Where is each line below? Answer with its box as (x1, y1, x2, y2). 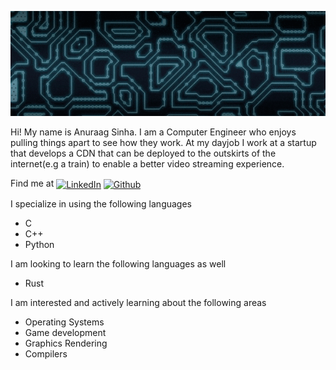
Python (24, 238, 55, 250)
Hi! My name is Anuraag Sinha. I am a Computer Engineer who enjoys (10, 126, 297, 138)
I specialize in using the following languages (10, 197, 193, 210)
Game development (24, 326, 107, 338)
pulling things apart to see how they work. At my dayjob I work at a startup (10, 137, 317, 148)
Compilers (24, 347, 68, 360)
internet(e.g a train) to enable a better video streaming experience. (10, 158, 285, 170)
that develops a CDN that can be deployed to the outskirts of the (10, 147, 277, 159)
